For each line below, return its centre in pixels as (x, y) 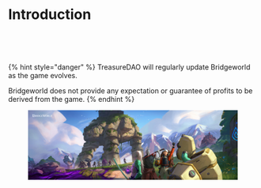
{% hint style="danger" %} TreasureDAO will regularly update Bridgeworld (129, 67)
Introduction (50, 15)
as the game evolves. (43, 75)
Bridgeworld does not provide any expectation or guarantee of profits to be (130, 90)
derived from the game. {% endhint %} (72, 99)
